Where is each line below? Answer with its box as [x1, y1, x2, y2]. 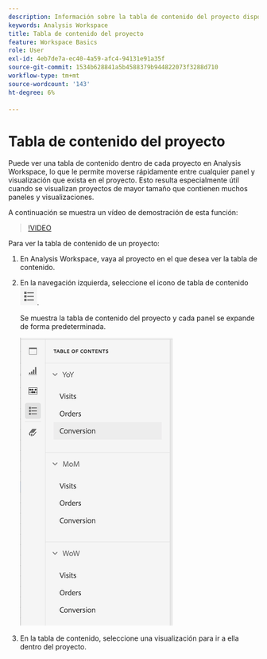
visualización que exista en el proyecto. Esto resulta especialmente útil [8, 175, 240, 185]
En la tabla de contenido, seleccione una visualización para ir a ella [19, 634, 240, 643]
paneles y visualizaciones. [8, 192, 95, 202]
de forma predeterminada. [19, 322, 106, 331]
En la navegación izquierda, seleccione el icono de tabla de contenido [19, 278, 249, 288]
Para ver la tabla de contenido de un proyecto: [8, 239, 161, 249]
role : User [8, 46, 44, 55]
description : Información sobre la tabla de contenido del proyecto [8, 13, 240, 21]
